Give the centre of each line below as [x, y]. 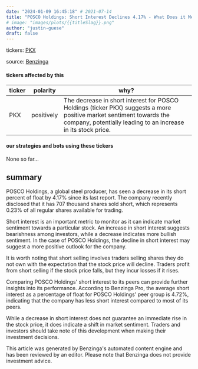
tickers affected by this [35, 75]
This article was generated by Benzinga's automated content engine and [94, 348]
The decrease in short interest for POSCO [121, 101]
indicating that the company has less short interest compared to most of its [97, 301]
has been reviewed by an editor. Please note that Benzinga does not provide [99, 355]
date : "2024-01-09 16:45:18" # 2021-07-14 [59, 11]
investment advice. [29, 361]
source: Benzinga [27, 62]
